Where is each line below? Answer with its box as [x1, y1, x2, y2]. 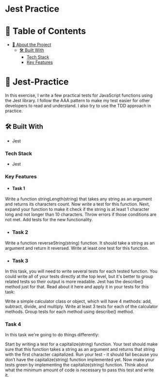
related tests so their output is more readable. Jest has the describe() [5, 278, 144, 284]
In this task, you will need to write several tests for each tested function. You [5, 268, 158, 274]
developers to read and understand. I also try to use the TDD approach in [5, 103, 151, 109]
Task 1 [12, 185, 25, 191]
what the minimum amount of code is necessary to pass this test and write [5, 367, 154, 373]
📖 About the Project [12, 42, 51, 48]
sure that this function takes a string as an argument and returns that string [5, 347, 155, 352]
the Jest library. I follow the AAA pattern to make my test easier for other [5, 98, 150, 104]
